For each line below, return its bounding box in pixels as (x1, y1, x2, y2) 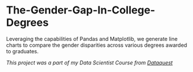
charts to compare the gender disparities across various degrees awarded (6, 42, 188, 49)
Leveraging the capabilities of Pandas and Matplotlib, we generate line (6, 35, 178, 42)
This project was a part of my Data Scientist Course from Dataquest (6, 59, 173, 66)
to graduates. (6, 47, 39, 54)
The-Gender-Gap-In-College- (6, 4, 156, 17)
